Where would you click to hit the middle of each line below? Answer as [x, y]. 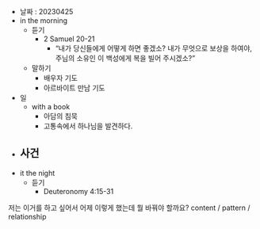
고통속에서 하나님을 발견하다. [88, 126]
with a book [51, 107]
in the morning [44, 21]
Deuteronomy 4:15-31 [78, 191]
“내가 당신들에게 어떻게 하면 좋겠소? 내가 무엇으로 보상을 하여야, [153, 48]
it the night [37, 173]
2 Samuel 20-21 [69, 39]
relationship [27, 216]
